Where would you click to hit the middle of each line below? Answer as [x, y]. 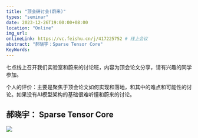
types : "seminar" [27, 17]
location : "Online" [30, 28]
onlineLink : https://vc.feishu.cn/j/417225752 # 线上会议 [77, 39]
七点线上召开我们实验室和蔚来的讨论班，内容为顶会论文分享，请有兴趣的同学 [99, 67]
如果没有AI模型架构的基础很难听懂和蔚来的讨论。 [76, 94]
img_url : [17, 33]
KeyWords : [18, 50]
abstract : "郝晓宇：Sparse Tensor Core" [55, 45]
